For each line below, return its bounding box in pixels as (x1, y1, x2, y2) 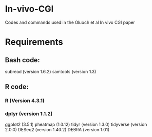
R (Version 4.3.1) (5, 97, 45, 104)
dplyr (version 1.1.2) (5, 110, 53, 117)
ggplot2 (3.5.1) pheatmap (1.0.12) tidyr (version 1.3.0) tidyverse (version (5, 121, 147, 127)
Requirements (5, 36, 63, 48)
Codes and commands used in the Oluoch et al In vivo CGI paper (5, 19, 135, 25)
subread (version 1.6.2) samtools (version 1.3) (5, 68, 96, 74)
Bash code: (5, 56, 40, 64)
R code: (5, 83, 29, 91)
